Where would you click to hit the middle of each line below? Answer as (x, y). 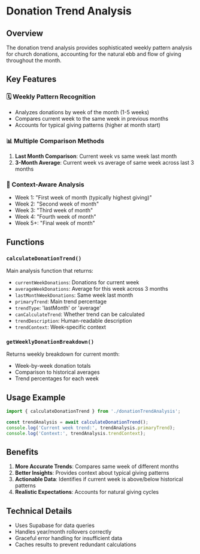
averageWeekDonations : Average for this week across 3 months (92, 288)
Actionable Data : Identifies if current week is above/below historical (99, 479)
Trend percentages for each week (57, 379)
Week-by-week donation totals (53, 366)
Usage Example (36, 397)
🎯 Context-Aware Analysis (46, 184)
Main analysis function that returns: (50, 270)
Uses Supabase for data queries (54, 525)
